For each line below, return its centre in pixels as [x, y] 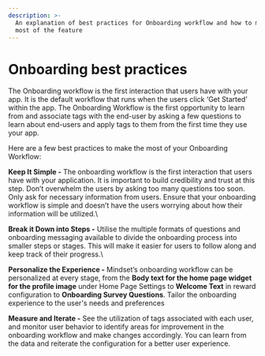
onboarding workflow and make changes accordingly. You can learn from [127, 335]
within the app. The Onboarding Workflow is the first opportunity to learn [127, 108]
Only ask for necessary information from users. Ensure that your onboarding [132, 197]
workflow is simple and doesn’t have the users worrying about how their [125, 205]
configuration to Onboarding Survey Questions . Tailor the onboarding [122, 295]
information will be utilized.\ [53, 214]
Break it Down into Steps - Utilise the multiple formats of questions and [124, 229]
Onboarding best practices [98, 69]
